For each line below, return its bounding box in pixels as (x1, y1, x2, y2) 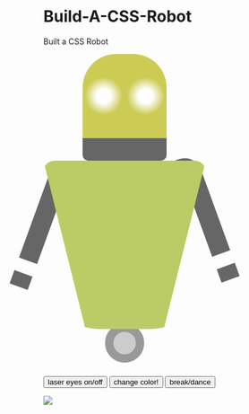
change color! (113, 377, 159, 387)
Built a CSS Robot (43, 36, 108, 47)
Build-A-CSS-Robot (43, 6, 193, 27)
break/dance (169, 377, 211, 387)
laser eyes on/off (47, 377, 103, 387)
